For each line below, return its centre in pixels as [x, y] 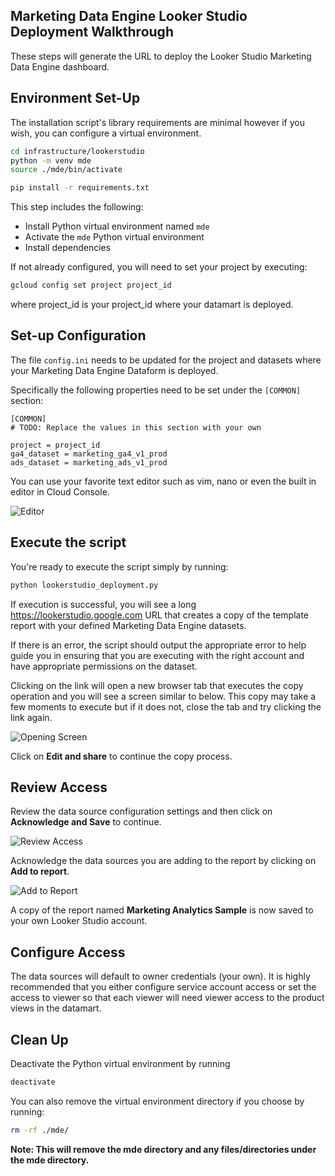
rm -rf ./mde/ [40, 1130]
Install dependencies [68, 248]
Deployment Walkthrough [92, 32]
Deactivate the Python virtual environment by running [120, 1063]
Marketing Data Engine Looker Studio [129, 16]
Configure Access [68, 952]
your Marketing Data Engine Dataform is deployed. [114, 370]
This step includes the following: [77, 207]
